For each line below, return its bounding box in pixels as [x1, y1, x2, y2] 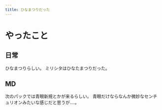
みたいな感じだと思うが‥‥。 [22, 100, 80, 106]
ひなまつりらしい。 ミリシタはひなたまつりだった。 [5, 65, 110, 71]
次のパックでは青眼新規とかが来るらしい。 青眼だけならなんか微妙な [5, 93, 144, 99]
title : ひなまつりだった [5, 7, 50, 12]
